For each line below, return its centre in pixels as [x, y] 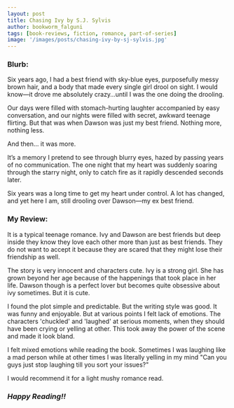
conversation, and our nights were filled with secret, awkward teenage [109, 116]
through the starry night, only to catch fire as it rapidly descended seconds [116, 172]
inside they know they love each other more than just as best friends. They [115, 242]
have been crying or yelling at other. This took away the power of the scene [116, 328]
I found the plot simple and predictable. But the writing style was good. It [112, 306]
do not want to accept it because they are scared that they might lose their [115, 249]
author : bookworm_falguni [45, 27]
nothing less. [26, 130]
